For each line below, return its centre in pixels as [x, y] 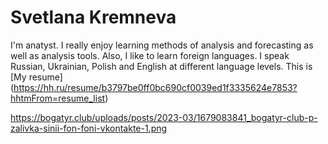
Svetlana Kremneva [93, 17]
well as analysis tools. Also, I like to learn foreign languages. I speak [150, 55]
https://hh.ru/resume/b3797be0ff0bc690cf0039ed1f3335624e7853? [155, 87]
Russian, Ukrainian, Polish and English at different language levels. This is [161, 66]
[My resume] [36, 77]
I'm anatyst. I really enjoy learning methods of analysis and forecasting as [162, 45]
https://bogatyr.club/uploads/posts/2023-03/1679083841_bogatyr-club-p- [164, 117]
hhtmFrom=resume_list [58, 98]
